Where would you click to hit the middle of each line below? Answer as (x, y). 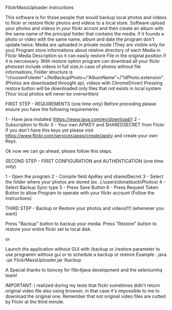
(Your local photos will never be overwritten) (52, 94)
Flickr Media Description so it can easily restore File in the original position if (86, 56)
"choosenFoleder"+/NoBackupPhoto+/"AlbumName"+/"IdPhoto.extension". (85, 77)
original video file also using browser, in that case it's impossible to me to (82, 291)
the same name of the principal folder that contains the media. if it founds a (85, 34)
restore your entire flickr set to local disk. (49, 229)
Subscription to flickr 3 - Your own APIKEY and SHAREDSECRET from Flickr (85, 125)
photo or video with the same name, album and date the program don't (80, 39)
